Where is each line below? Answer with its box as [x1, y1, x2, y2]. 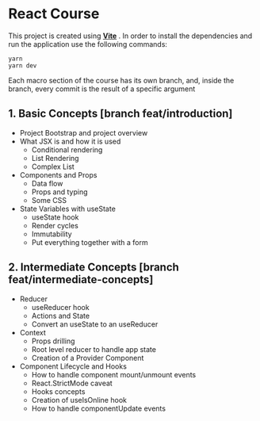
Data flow [31, 178, 63, 188]
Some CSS [31, 195, 67, 205]
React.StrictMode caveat [31, 378, 113, 388]
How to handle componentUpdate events [31, 404, 166, 413]
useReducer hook [31, 302, 90, 312]
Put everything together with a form [31, 237, 148, 247]
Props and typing [31, 187, 89, 197]
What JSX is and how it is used [19, 136, 121, 146]
